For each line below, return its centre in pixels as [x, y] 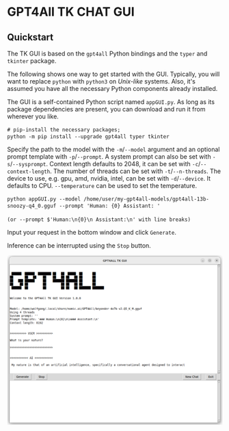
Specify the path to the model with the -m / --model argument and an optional [113, 149]
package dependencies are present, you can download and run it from [106, 109]
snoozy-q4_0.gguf [32, 206]
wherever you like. [33, 116]
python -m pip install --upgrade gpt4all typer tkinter [88, 137]
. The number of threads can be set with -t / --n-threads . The [136, 171]
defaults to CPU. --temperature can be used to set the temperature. [102, 186]
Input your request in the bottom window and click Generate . [92, 232]
